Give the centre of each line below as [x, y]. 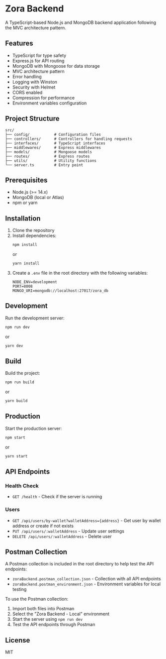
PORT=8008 [23, 286]
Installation [23, 218]
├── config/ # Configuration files [53, 134]
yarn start [16, 456]
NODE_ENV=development [35, 282]
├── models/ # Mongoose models [49, 152]
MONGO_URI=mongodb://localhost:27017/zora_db [60, 291]
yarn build [16, 401]
